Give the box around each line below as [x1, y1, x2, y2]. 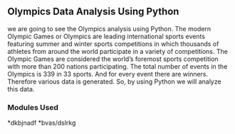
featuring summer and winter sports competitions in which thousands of [7, 39, 219, 48]
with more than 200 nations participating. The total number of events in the [7, 62, 228, 70]
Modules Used [7, 102, 59, 112]
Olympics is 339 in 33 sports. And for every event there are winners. [7, 69, 209, 78]
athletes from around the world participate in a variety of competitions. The [7, 47, 228, 55]
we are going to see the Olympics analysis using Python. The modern [7, 24, 211, 33]
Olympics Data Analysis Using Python [7, 6, 179, 18]
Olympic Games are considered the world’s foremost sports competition [7, 55, 219, 63]
